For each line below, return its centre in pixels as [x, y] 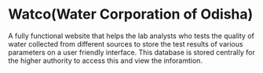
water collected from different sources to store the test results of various [126, 43]
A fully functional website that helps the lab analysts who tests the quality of [131, 36]
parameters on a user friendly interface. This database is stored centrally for [131, 52]
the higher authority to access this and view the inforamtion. [105, 61]
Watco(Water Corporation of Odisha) [131, 14]
